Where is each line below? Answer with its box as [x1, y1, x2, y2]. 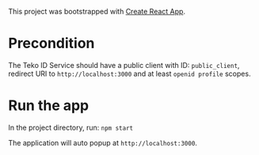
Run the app [8, 96, 90, 115]
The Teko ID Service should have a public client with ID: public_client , [8, 60, 240, 70]
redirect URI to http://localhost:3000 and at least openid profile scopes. [8, 69, 251, 78]
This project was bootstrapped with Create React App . [8, 7, 186, 16]
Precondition [8, 35, 95, 52]
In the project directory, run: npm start [8, 123, 133, 132]
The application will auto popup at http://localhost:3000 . [8, 138, 198, 147]
